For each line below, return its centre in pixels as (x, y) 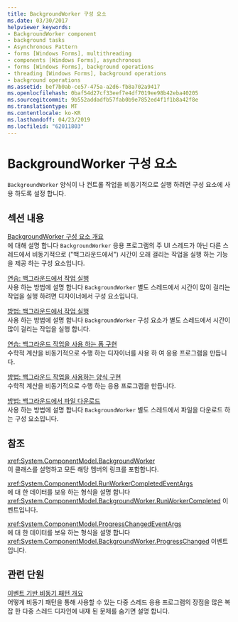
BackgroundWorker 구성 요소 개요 (56, 237)
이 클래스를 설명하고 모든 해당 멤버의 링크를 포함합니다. (83, 469)
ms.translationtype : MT (43, 107)
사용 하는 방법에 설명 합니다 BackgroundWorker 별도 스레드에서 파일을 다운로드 (115, 410)
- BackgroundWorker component (52, 34)
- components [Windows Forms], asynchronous (74, 60)
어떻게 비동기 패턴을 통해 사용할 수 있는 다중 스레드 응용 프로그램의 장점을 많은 (115, 602)
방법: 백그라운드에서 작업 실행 (48, 311)
